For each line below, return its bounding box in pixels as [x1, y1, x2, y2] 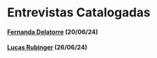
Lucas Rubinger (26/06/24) [7, 43, 87, 52]
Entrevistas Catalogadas [7, 5, 151, 20]
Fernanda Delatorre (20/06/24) [7, 27, 98, 35]
